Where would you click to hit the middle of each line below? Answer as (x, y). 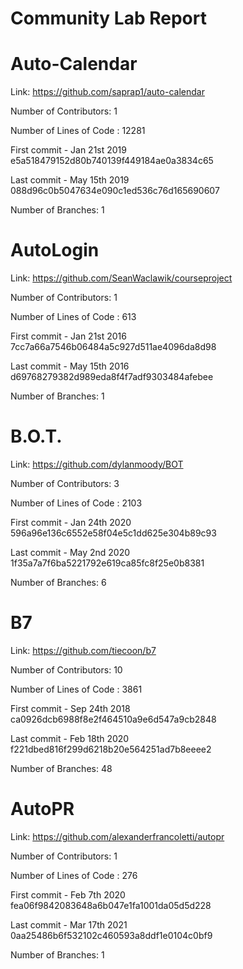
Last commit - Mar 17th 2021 (69, 924)
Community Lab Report (108, 18)
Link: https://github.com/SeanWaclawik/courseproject (121, 278)
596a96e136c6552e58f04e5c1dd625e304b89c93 (113, 533)
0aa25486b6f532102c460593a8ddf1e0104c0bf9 (111, 935)
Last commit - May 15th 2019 (70, 180)
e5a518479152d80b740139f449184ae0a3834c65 (112, 161)
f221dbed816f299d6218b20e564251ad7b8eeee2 (111, 749)
